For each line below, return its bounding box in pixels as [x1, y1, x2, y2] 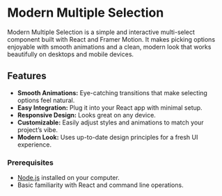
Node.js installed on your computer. [17, 174, 120, 182]
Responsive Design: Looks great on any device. [17, 111, 157, 119]
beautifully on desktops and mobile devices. [7, 50, 134, 58]
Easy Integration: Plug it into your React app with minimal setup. [17, 103, 203, 112]
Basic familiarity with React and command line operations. [17, 181, 184, 189]
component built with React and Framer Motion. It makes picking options [7, 35, 216, 43]
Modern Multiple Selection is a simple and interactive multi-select [7, 28, 195, 36]
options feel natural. [17, 96, 75, 104]
